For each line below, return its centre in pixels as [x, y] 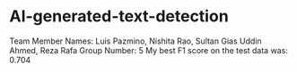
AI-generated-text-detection [119, 16]
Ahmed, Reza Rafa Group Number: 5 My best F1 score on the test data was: [149, 50]
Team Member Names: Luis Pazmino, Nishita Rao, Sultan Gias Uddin [135, 41]
